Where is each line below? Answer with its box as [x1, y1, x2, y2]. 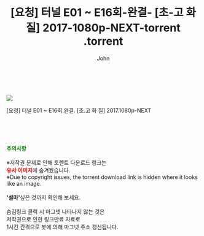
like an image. [6, 180, 42, 187]
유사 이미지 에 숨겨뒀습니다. [6, 166, 71, 173]
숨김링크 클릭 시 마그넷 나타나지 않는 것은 [6, 208, 105, 215]
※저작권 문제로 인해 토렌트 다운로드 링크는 [6, 159, 107, 166]
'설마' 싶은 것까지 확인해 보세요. [6, 194, 81, 201]
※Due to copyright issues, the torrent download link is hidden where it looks [6, 173, 198, 181]
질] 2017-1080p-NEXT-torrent [26, 21, 181, 35]
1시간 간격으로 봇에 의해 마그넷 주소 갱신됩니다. [6, 223, 119, 230]
